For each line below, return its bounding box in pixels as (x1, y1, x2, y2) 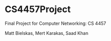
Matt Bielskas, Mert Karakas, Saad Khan (5, 30, 89, 36)
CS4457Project (5, 4, 71, 15)
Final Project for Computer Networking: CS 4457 (5, 20, 106, 26)
